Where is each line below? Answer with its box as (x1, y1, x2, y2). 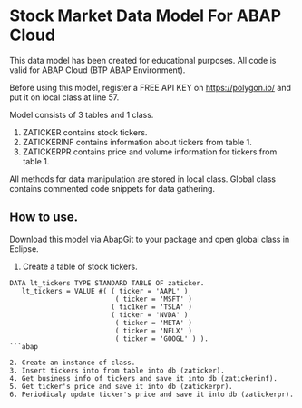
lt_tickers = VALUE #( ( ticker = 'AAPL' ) (21, 286, 189, 295)
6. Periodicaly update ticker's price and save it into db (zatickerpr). (9, 390, 295, 399)
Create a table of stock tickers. (22, 261, 138, 272)
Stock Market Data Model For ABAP (9, 5, 282, 26)
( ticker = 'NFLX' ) (114, 326, 193, 335)
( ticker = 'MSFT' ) (114, 294, 193, 304)
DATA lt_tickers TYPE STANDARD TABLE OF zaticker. (9, 278, 205, 287)
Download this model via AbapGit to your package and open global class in (9, 234, 290, 244)
